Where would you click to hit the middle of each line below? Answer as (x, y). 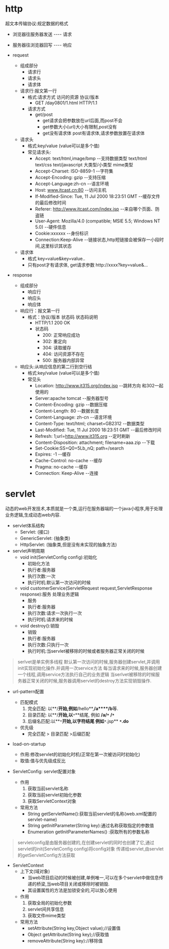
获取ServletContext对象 (52, 801)
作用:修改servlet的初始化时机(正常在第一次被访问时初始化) (80, 754)
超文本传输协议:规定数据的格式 (37, 23)
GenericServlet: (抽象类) (45, 538)
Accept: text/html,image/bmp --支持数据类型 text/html (91, 158)
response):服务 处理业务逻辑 (49, 594)
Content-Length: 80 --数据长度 (67, 411)
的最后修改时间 (51, 202)
